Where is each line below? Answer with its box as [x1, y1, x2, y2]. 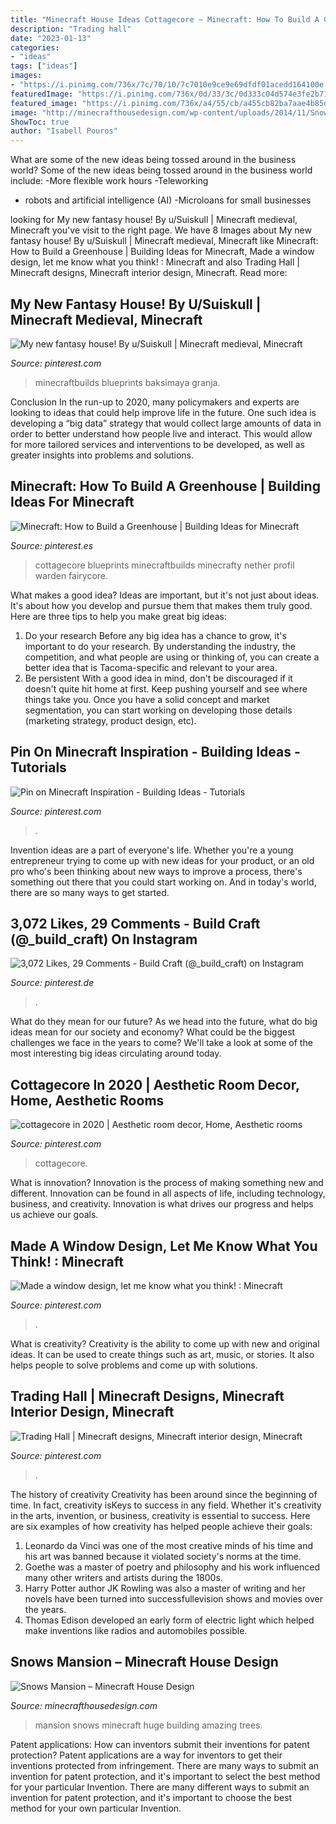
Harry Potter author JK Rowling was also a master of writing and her [24, 1582, 307, 1594]
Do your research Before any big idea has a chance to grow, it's [24, 629, 287, 641]
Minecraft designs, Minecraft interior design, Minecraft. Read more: [10, 267, 288, 279]
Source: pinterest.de [10, 977, 95, 989]
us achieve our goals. [10, 1209, 99, 1221]
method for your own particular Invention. [10, 1802, 182, 1814]
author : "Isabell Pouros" [10, 126, 118, 136]
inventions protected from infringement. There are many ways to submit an [10, 1759, 320, 1771]
